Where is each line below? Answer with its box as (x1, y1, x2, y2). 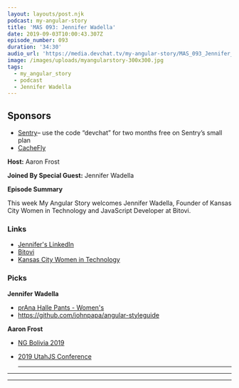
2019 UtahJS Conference (17, 352, 92, 360)
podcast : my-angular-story (7, 17, 87, 24)
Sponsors (7, 110, 51, 122)
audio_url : (7, 51, 40, 58)
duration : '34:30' (7, 43, 62, 51)
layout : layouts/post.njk (7, 10, 84, 18)
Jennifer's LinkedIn (17, 240, 75, 249)
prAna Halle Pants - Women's (17, 303, 105, 312)
